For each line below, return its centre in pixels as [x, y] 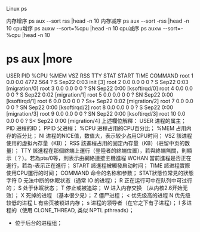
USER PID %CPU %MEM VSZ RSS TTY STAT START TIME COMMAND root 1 [100, 75]
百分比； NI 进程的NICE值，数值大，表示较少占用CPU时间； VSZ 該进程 [104, 135]
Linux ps [17, 9]
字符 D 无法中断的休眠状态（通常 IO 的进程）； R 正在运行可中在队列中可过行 [99, 180]
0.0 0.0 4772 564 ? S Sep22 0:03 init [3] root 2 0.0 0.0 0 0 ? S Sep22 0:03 [98, 82]
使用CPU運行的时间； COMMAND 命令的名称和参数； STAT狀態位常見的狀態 [100, 173]
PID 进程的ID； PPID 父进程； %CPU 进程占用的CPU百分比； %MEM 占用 [96, 128]
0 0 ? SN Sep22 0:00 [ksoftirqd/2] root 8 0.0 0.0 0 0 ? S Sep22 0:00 [90, 107]
